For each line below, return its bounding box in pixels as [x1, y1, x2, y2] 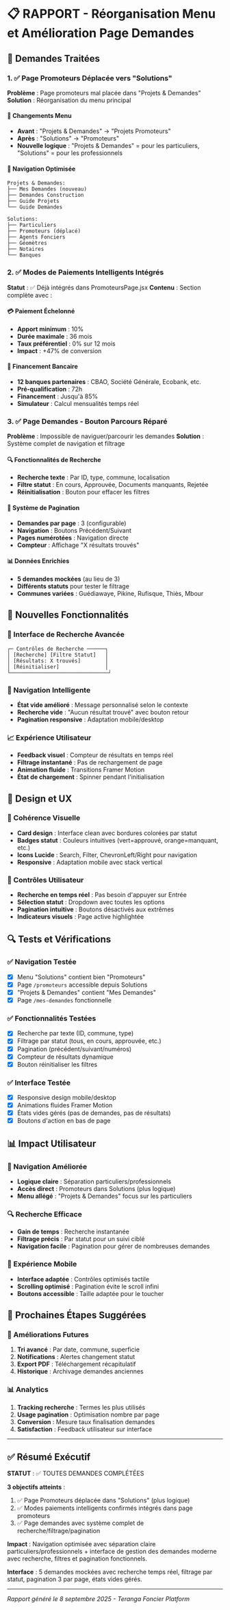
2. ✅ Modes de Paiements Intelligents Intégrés [7, 267, 164, 277]
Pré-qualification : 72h [16, 385, 83, 393]
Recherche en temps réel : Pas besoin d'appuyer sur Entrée [16, 891, 187, 899]
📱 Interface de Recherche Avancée [7, 629, 125, 639]
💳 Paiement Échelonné [7, 307, 75, 315]
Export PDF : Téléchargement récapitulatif [16, 1360, 136, 1369]
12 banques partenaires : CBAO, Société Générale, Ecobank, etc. [16, 377, 202, 385]
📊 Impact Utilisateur [7, 1138, 97, 1149]
